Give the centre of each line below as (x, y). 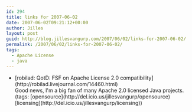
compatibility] (137, 78)
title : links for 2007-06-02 (42, 17)
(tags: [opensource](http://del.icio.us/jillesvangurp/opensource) (92, 96)
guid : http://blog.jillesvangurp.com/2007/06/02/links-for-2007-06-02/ (96, 39)
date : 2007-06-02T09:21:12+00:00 (47, 22)
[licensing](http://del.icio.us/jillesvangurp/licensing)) (79, 103)
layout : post (22, 34)
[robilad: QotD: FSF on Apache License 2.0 (67, 78)
